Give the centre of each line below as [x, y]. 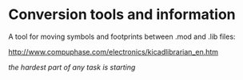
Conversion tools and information [122, 15]
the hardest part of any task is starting [72, 67]
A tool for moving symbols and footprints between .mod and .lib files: [122, 36]
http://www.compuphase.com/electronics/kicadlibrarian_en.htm [113, 51]
